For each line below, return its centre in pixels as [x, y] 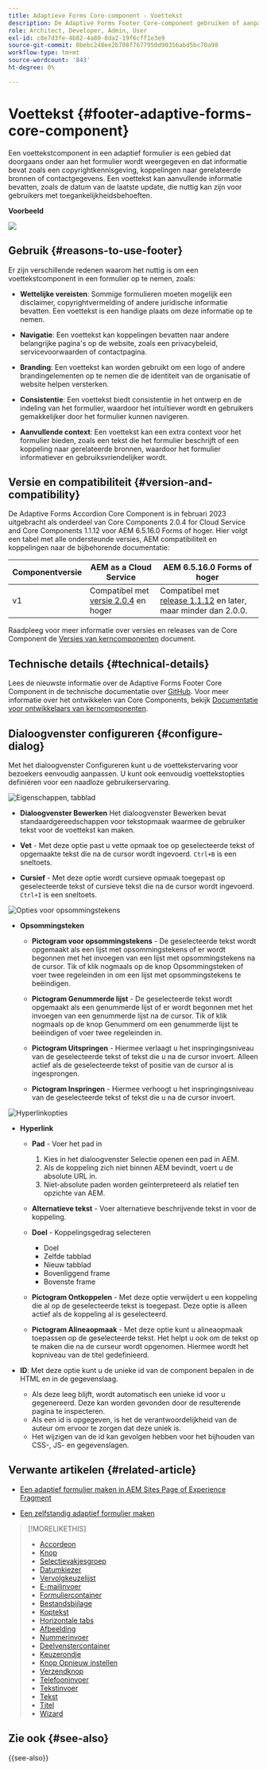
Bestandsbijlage [66, 1603]
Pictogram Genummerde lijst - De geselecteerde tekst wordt [132, 999]
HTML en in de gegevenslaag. [69, 1379]
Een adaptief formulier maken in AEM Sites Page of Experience [123, 1489]
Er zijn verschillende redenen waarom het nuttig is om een [103, 270]
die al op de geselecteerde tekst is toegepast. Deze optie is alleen [139, 1305]
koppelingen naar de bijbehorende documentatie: [89, 547]
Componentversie [47, 572]
